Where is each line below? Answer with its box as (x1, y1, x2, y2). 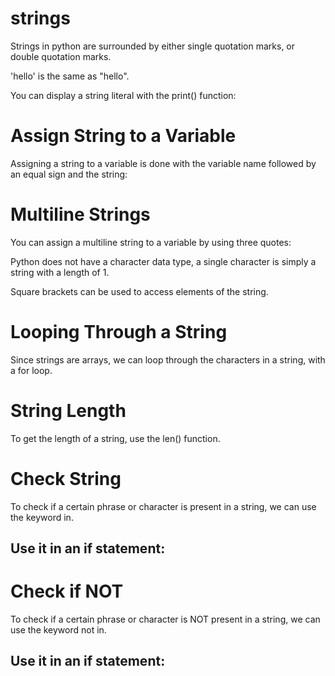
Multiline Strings (10, 203, 151, 226)
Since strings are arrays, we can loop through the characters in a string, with (10, 353, 326, 366)
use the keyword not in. (10, 623, 107, 636)
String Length (10, 399, 127, 422)
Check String (10, 467, 122, 490)
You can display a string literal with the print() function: (10, 89, 237, 101)
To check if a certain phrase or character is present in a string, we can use (10, 500, 317, 512)
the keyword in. (10, 511, 74, 523)
